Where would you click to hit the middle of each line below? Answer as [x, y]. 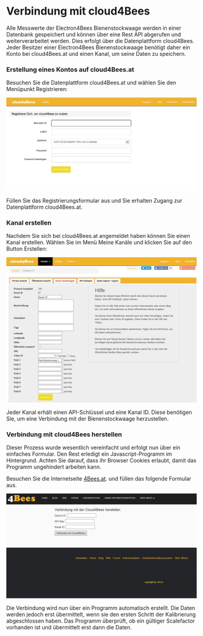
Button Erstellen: [27, 249]
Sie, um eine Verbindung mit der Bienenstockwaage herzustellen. [88, 419]
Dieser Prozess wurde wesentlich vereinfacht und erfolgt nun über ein [93, 448]
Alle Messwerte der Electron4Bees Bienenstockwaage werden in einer [94, 28]
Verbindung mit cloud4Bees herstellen [64, 434]
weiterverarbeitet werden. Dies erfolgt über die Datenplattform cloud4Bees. [100, 41]
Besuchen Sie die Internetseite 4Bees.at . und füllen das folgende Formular [99, 479]
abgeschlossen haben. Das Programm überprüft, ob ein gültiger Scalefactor [101, 621]
